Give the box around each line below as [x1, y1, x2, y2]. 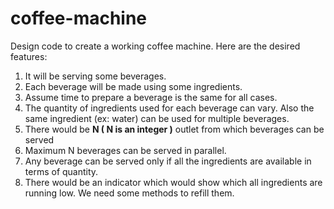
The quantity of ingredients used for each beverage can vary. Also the [24, 102, 315, 114]
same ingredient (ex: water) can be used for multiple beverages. [24, 112, 290, 124]
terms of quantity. [24, 165, 99, 177]
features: [10, 50, 48, 62]
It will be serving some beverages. [24, 70, 167, 82]
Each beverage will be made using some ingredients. [24, 80, 243, 92]
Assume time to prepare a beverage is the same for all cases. [24, 91, 278, 103]
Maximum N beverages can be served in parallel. [24, 144, 227, 156]
